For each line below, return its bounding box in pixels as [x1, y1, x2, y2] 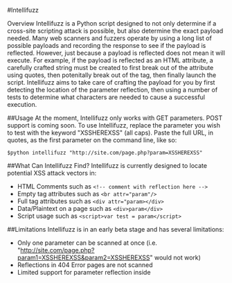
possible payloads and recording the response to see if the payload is [7, 42, 206, 49]
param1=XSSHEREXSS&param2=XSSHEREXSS [17, 253, 150, 261]
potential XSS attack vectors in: [7, 169, 97, 177]
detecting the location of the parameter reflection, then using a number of [7, 86, 218, 94]
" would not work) [150, 253, 201, 261]
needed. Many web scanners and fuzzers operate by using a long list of [7, 34, 213, 42]
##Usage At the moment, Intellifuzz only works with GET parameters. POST [7, 114, 223, 122]
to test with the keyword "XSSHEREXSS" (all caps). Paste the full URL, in [7, 128, 213, 137]
